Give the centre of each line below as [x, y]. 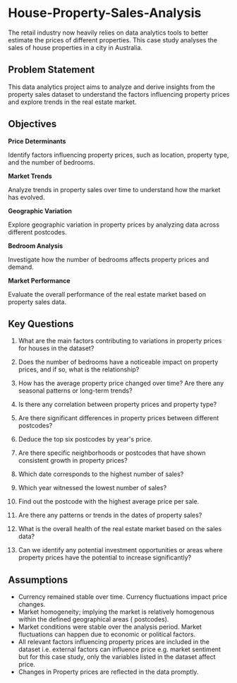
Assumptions [38, 580]
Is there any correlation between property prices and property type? [117, 405]
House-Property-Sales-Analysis [105, 13]
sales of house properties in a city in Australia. [75, 47]
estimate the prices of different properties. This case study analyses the [113, 40]
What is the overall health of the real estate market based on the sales [120, 529]
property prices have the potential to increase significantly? [105, 558]
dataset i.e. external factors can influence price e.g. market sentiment [120, 649]
